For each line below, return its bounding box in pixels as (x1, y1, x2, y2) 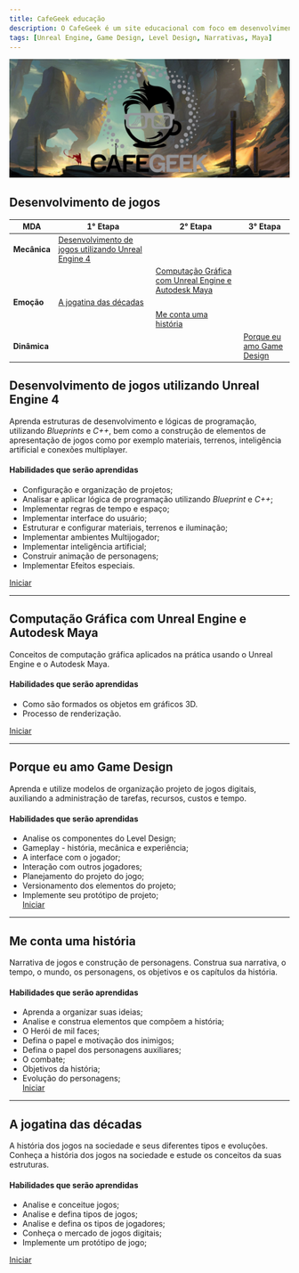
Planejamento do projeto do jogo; (21, 871, 145, 882)
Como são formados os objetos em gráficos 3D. (21, 699, 198, 710)
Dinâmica (12, 340, 49, 351)
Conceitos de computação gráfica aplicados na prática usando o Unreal (9, 649, 273, 659)
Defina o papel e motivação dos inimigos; (21, 1035, 174, 1046)
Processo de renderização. (21, 708, 122, 719)
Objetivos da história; (21, 1064, 101, 1074)
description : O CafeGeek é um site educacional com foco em (9, 23, 238, 33)
